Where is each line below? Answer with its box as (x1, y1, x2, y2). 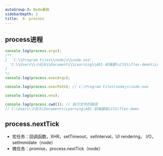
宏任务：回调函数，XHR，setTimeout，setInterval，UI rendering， (12, 133, 145, 139)
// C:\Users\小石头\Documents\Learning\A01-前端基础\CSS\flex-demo (5, 106, 139, 111)
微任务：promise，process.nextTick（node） (12, 145, 103, 151)
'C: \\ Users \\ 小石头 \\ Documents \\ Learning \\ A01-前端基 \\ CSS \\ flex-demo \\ (9, 62, 155, 67)
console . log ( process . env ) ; (5, 93, 60, 98)
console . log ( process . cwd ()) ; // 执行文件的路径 (5, 102, 98, 107)
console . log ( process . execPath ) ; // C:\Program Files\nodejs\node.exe (5, 85, 149, 89)
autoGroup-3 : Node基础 (5, 7, 49, 12)
